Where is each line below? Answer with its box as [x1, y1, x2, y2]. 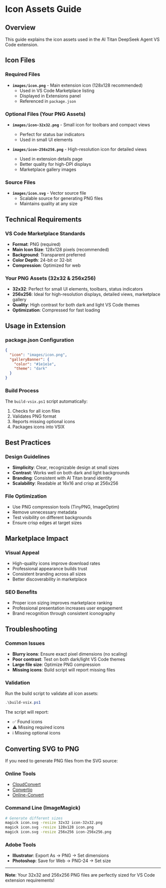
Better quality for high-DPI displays [19, 161, 91, 167]
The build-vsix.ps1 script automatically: [5, 398, 88, 404]
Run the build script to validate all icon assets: [5, 690, 99, 696]
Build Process [5, 387, 39, 394]
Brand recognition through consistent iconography [12, 610, 115, 616]
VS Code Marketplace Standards [5, 230, 85, 237]
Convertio [12, 787, 33, 793]
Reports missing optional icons [12, 419, 75, 425]
